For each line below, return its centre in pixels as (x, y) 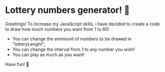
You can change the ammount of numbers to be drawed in (72, 39)
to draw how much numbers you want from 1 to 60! (57, 29)
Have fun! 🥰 (17, 64)
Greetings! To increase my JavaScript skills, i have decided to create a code (82, 24)
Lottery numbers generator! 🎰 (68, 10)
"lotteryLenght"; (29, 44)
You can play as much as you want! (48, 55)
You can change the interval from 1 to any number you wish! (74, 49)
